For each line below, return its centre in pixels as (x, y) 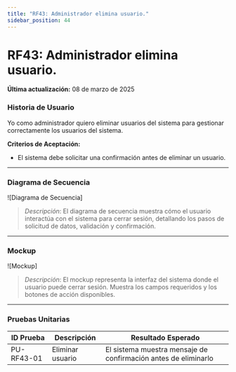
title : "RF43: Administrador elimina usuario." (78, 14)
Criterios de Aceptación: (44, 144)
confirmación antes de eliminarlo (159, 358)
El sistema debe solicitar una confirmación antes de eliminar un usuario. (122, 157)
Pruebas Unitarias (39, 319)
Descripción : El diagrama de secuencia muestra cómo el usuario (118, 211)
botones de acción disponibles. (70, 295)
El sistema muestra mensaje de (157, 350)
